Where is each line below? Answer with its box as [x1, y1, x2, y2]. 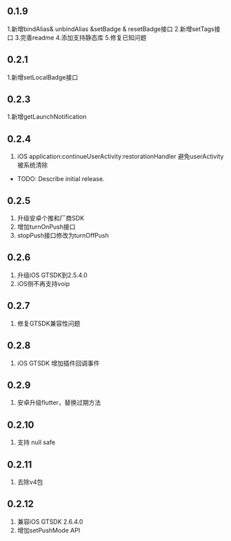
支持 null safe [17, 438, 56, 446]
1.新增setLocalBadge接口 [7, 73, 78, 82]
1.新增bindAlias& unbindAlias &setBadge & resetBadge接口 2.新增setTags [7, 24, 215, 33]
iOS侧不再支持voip [17, 279, 70, 287]
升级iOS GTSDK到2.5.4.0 [17, 271, 88, 279]
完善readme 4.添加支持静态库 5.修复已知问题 [20, 33, 147, 41]
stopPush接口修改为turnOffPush [17, 231, 109, 240]
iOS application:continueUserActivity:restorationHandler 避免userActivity [17, 152, 224, 161]
